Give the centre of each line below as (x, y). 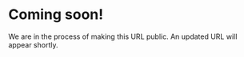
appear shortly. (33, 44)
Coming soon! (56, 15)
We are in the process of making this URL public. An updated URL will (123, 36)
